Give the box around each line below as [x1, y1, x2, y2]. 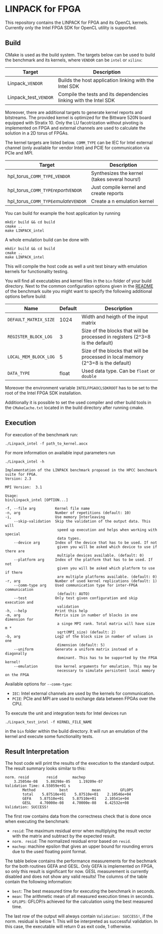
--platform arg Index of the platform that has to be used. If [14, 557, 153, 562]
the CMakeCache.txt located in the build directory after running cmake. [5, 405, 145, 410]
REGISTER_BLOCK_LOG [7, 334, 52, 339]
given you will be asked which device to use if [57, 545, 158, 549]
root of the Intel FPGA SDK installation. [5, 390, 82, 396]
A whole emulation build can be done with [5, 236, 89, 242]
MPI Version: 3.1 [5, 485, 42, 489]
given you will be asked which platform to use [57, 565, 155, 571]
